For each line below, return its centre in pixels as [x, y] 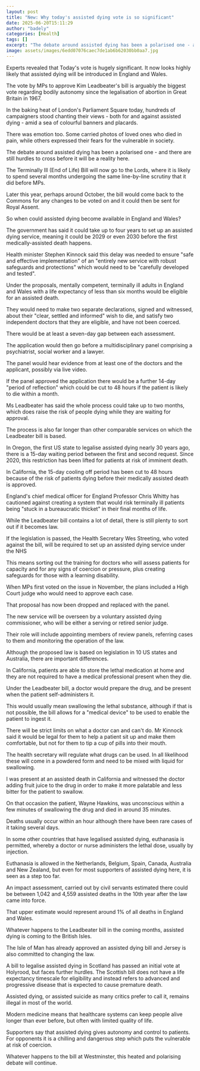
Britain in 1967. [24, 98]
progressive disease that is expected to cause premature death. [85, 984]
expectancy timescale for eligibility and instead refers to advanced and [93, 978]
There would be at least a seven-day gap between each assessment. [91, 333]
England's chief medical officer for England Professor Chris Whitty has [93, 496]
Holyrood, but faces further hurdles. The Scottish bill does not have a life [95, 972]
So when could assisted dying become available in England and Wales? [94, 218]
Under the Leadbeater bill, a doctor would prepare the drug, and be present [99, 688]
